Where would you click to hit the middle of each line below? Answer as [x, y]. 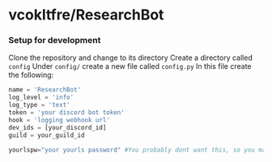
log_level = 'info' [41, 98]
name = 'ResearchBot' [45, 90]
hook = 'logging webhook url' [59, 120]
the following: [31, 75]
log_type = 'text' [39, 105]
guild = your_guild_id [47, 135]
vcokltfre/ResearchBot [86, 15]
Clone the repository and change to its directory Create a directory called [130, 58]
